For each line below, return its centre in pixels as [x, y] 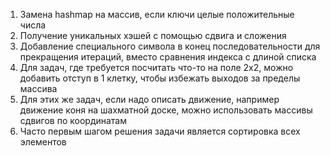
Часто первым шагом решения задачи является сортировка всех [160, 131]
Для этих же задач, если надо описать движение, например [149, 99]
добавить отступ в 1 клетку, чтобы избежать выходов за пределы [160, 78]
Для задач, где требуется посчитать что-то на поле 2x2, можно [156, 67]
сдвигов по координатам [73, 120]
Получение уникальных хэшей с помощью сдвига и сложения [153, 35]
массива [38, 88]
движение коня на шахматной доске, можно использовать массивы [166, 110]
